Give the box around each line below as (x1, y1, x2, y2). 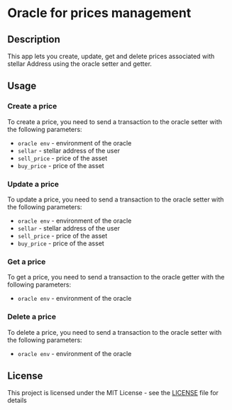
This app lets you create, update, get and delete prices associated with (7, 52, 215, 60)
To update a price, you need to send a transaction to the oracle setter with (7, 195, 224, 204)
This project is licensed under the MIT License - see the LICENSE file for (7, 389, 219, 397)
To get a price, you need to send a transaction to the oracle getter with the (7, 273, 225, 282)
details (7, 396, 27, 405)
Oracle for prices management (7, 5, 192, 21)
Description (7, 33, 60, 45)
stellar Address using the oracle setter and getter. (7, 60, 153, 68)
